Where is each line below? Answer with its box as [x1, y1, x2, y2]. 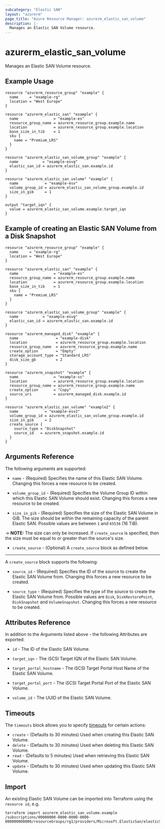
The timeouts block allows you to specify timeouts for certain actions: [5, 722, 146, 728]
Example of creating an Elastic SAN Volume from [5, 225, 157, 233]
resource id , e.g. [5, 801, 40, 807]
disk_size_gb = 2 [9, 357, 63, 362]
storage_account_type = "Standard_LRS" [9, 353, 91, 358]
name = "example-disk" [9, 335, 91, 340]
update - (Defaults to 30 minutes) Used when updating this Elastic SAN [12, 763, 156, 769]
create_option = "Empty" [9, 348, 76, 354]
